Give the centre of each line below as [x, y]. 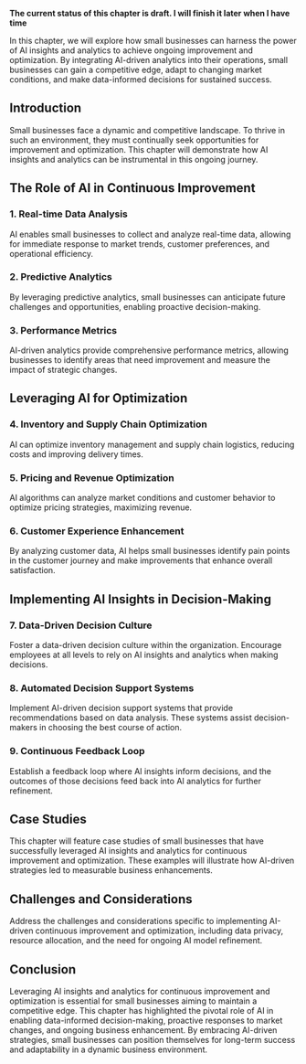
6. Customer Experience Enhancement [97, 531]
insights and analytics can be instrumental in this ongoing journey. [134, 159]
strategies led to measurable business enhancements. [111, 870]
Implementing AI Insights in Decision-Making [141, 599]
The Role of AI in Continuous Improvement [132, 188]
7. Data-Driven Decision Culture [81, 625]
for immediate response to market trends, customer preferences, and [140, 244]
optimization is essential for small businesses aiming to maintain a [133, 1001]
